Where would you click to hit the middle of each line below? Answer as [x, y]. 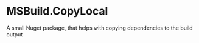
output [15, 34]
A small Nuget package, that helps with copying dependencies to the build [100, 28]
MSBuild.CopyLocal [57, 11]
